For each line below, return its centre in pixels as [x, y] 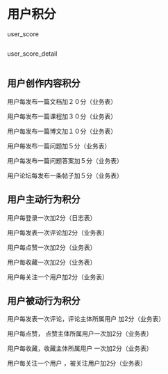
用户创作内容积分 [44, 83]
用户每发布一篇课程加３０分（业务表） [62, 116]
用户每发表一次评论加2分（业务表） [58, 232]
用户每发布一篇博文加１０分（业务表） [62, 131]
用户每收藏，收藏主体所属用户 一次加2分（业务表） [80, 348]
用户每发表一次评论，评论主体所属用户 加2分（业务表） [86, 319]
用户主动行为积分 [44, 200]
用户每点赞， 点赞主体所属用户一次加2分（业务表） [80, 334]
